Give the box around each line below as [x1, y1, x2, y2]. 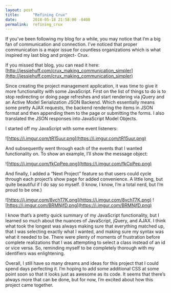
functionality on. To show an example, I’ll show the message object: [5, 151, 148, 157]
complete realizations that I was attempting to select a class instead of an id [5, 239, 165, 246]
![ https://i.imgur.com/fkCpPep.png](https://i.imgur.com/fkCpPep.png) [5, 161, 152, 167]
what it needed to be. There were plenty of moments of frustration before [5, 234, 160, 240]
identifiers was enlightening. [5, 250, 65, 257]
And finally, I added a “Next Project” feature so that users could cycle [5, 171, 152, 177]
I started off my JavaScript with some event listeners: [5, 125, 118, 132]
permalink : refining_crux [5, 22, 63, 27]
